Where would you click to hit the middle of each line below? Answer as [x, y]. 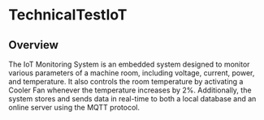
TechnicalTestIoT [68, 15]
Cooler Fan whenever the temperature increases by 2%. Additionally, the [130, 90]
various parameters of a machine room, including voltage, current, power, [132, 73]
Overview [34, 45]
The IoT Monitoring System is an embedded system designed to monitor [129, 64]
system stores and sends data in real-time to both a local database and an [132, 99]
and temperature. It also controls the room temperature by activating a [126, 81]
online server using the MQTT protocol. [74, 107]
